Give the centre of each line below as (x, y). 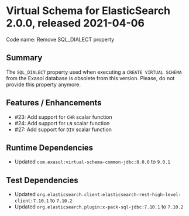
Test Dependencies (42, 180)
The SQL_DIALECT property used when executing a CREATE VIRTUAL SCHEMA (94, 72)
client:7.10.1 (32, 201)
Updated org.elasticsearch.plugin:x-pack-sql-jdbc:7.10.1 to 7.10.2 (99, 207)
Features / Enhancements (54, 103)
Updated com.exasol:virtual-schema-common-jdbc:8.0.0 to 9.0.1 (92, 162)
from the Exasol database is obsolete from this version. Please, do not (90, 78)
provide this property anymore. (43, 84)
